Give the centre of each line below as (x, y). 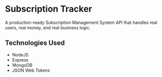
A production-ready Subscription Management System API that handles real (81, 22)
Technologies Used (35, 43)
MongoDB (22, 65)
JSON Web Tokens (31, 70)
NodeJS (20, 55)
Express (20, 60)
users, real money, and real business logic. (48, 27)
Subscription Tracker (49, 9)
